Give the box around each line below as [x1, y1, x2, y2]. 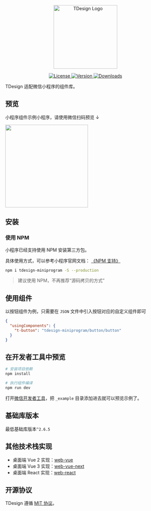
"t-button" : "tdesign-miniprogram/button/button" [14, 328, 122, 333]
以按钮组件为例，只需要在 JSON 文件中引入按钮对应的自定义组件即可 [5, 308, 146, 315]
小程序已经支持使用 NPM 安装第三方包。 [5, 247, 90, 253]
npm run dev [5, 385, 31, 390]
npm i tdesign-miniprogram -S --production [5, 268, 99, 273]
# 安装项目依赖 [5, 366, 33, 372]
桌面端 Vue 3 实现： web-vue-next [12, 463, 85, 469]
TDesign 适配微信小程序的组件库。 [5, 83, 78, 89]
